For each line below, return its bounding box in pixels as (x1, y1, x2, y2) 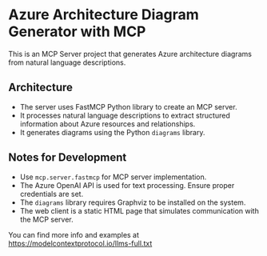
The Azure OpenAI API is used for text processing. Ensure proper (19, 180, 235, 190)
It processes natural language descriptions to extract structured (19, 110, 230, 120)
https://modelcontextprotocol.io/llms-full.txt (8, 238, 153, 248)
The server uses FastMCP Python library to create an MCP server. (19, 102, 237, 111)
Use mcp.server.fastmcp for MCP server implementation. (19, 172, 207, 182)
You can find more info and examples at (8, 230, 140, 239)
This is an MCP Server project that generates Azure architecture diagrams (8, 49, 252, 58)
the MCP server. (19, 214, 74, 224)
